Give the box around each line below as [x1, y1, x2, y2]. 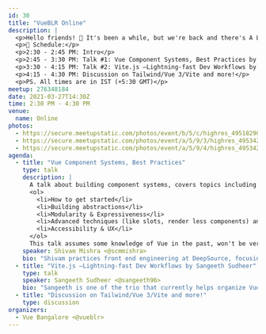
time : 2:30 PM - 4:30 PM [8, 100, 90, 108]
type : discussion [22, 298, 80, 306]
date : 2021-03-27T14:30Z [8, 93, 90, 101]
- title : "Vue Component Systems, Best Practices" [15, 159, 186, 167]
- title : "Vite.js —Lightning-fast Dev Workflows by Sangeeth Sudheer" [15, 262, 257, 270]
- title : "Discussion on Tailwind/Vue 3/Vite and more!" [15, 291, 207, 299]
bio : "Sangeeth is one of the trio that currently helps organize [22, 284, 246, 292]
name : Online [15, 115, 59, 123]
